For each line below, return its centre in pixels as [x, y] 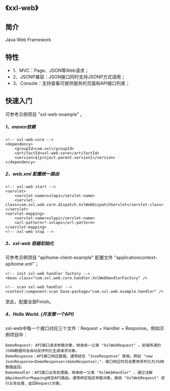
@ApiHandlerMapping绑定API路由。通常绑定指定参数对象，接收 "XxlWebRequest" [82, 378]
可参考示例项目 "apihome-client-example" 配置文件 [59, 257]
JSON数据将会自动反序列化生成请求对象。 [42, 351]
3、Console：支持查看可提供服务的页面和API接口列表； [71, 84]
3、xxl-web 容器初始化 [30, 243]
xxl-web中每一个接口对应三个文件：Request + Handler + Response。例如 [83, 328]
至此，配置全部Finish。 [29, 301]
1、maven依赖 [20, 127]
